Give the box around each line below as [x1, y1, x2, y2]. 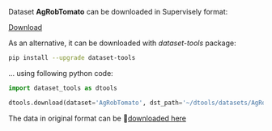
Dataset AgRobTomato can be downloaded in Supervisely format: [8, 7, 228, 16]
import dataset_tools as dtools [8, 84, 117, 92]
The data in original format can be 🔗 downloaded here [8, 113, 187, 123]
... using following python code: [8, 68, 113, 78]
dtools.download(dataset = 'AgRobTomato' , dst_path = [8, 99, 183, 107]
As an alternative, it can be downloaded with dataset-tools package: [8, 38, 236, 48]
